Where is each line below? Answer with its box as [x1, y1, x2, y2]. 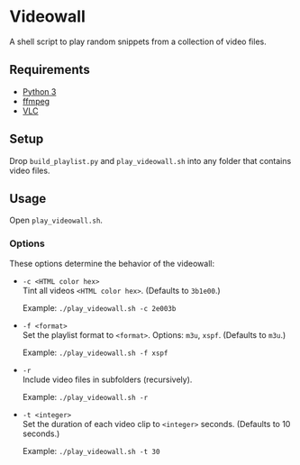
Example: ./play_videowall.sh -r [22, 391, 149, 402]
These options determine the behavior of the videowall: [9, 258, 214, 269]
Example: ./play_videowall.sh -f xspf [22, 347, 168, 358]
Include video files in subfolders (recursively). [22, 374, 193, 385]
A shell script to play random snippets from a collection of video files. [9, 36, 268, 47]
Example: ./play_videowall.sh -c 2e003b [22, 302, 177, 313]
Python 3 [22, 86, 57, 96]
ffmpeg [22, 96, 50, 106]
